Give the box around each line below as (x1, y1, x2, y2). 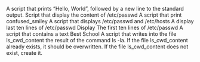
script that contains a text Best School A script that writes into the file (6, 30, 177, 38)
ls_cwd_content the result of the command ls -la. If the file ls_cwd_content (6, 37, 188, 44)
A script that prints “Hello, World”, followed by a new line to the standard (6, 5, 184, 12)
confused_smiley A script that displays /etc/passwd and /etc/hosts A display (6, 18, 194, 24)
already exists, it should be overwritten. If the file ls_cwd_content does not (6, 43, 189, 50)
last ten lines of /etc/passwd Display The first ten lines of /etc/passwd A (6, 24, 183, 31)
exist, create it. (6, 49, 43, 56)
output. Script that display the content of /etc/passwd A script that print (6, 11, 182, 18)
